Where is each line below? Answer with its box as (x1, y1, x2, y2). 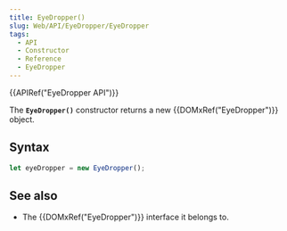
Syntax (9, 140, 50, 155)
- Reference (17, 54, 62, 63)
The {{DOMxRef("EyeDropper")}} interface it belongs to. (21, 211, 229, 223)
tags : (9, 29, 29, 38)
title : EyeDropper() (9, 12, 86, 22)
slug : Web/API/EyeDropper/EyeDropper (9, 21, 150, 30)
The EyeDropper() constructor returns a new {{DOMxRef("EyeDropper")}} (9, 104, 279, 115)
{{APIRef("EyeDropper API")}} (9, 87, 119, 98)
